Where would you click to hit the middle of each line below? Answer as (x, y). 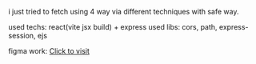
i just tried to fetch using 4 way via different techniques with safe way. (124, 12)
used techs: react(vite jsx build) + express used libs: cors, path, (113, 27)
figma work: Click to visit (49, 51)
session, (22, 36)
